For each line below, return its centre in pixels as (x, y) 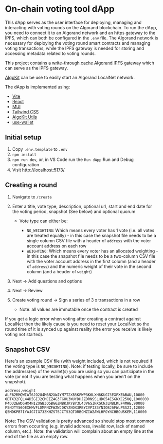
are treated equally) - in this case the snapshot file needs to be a (91, 235)
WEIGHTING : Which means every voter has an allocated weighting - (92, 251)
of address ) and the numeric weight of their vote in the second (89, 266)
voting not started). (24, 334)
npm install (24, 155)
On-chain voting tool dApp (60, 9)
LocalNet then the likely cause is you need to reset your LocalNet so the (77, 324)
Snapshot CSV (27, 349)
